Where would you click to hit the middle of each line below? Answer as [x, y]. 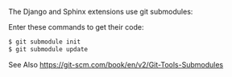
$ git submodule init [45, 42]
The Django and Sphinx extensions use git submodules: [101, 12]
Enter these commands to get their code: [76, 27]
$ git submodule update [48, 49]
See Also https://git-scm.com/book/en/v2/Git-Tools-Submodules [116, 64]
